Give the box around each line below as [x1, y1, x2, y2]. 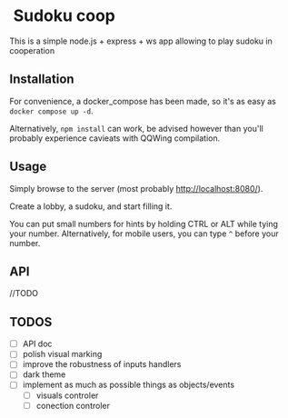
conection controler [35, 400, 111, 411]
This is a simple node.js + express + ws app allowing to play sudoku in [9, 35, 273, 46]
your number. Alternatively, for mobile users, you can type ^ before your [9, 228, 279, 239]
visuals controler [35, 390, 99, 401]
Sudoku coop [13, 5, 115, 26]
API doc [22, 338, 53, 350]
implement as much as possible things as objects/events [22, 379, 234, 391]
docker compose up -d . [9, 105, 94, 116]
